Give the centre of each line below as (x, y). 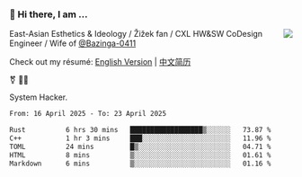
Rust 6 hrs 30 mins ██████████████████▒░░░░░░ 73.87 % (140, 130)
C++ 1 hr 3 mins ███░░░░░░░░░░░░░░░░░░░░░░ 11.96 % (140, 138)
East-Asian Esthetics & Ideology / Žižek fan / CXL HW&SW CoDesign (136, 34)
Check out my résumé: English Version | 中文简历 (100, 62)
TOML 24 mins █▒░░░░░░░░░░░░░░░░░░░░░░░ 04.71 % (140, 146)
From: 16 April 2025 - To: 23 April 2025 (88, 114)
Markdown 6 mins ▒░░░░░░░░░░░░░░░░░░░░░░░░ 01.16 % (140, 164)
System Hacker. (39, 97)
